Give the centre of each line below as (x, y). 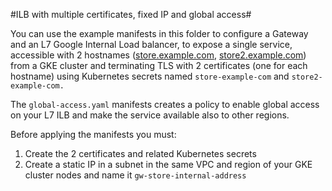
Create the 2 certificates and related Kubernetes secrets (140, 153)
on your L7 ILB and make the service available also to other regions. (150, 115)
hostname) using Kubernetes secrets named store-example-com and (150, 76)
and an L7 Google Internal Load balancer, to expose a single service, (151, 44)
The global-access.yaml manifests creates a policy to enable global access (165, 104)
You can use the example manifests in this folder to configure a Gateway (159, 33)
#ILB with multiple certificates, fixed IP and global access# (131, 14)
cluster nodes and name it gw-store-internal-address (135, 175)
